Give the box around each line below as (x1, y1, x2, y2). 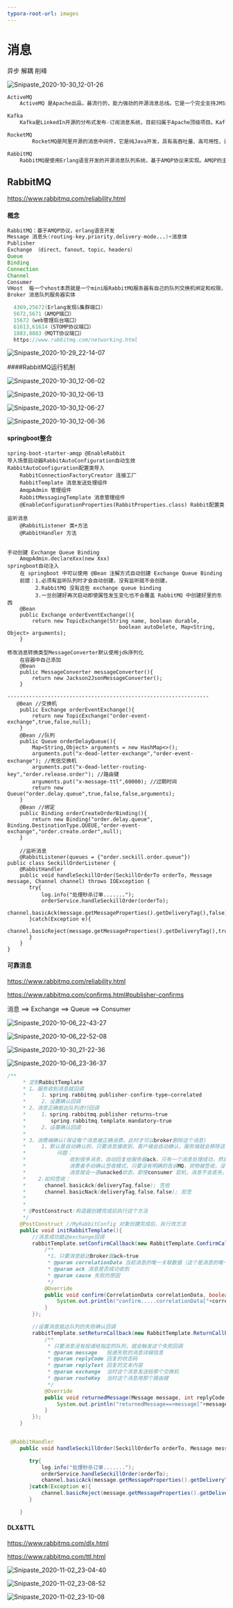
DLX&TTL (7, 1523, 35, 1532)
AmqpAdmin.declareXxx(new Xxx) (19, 555, 110, 562)
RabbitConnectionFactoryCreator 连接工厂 (19, 472, 137, 479)
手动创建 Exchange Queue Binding (7, 549, 100, 556)
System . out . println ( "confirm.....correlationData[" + (56, 1297, 213, 1305)
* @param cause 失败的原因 (47, 1272, 120, 1279)
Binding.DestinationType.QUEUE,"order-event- (7, 822, 141, 829)
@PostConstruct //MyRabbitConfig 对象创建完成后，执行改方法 (19, 1221, 187, 1227)
